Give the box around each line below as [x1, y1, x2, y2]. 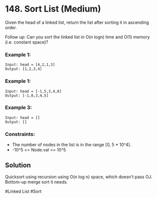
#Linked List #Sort [5, 188, 42, 194]
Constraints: [5, 131, 35, 137]
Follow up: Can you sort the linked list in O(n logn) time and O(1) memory [5, 34, 150, 40]
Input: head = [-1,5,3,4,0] [5, 89, 62, 94]
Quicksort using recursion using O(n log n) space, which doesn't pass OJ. [5, 174, 153, 180]
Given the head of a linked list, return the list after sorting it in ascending [5, 19, 149, 25]
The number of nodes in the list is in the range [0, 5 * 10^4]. [12, 142, 132, 148]
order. [5, 24, 17, 30]
